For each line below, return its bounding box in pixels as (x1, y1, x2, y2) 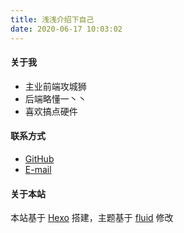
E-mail (24, 163, 52, 175)
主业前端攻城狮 (24, 80, 87, 92)
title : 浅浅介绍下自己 (10, 14, 95, 25)
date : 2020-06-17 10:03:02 (10, 24, 123, 34)
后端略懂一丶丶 (24, 92, 87, 105)
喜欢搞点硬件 (24, 105, 78, 117)
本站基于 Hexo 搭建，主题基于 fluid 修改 (10, 212, 174, 224)
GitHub (24, 152, 55, 165)
